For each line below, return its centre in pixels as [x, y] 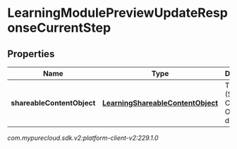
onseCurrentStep [59, 28]
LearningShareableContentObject [160, 103]
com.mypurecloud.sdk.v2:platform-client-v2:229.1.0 [83, 138]
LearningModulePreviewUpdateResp [117, 13]
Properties [31, 54]
